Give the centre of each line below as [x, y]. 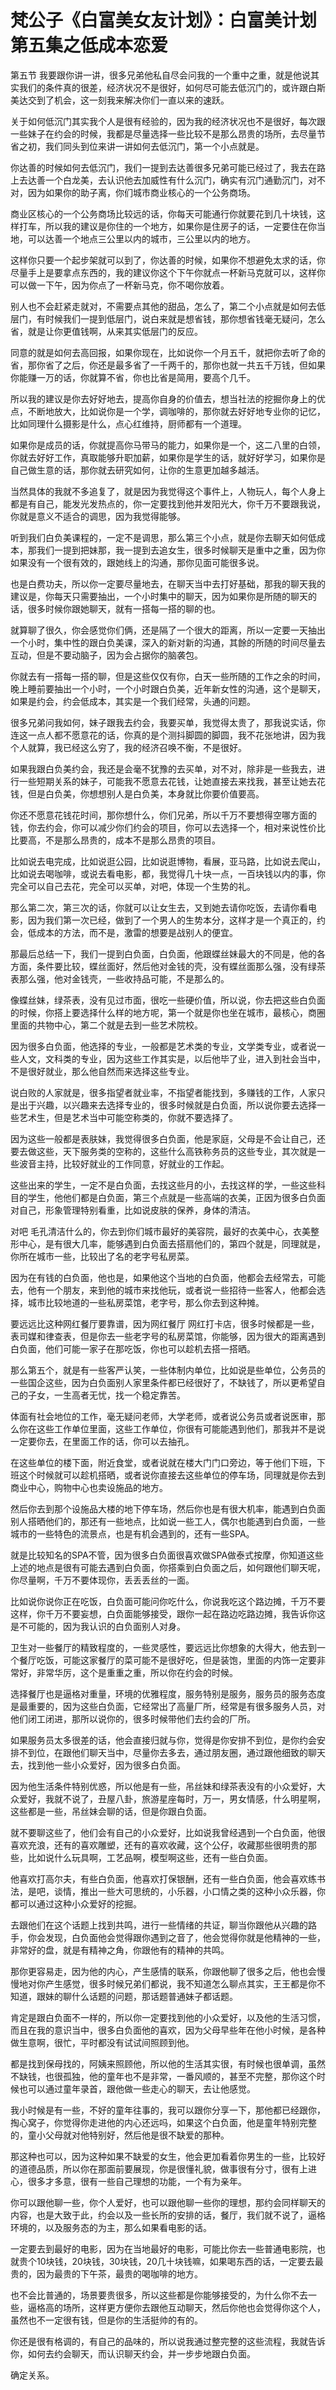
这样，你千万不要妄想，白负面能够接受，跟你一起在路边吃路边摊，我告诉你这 [168, 1613]
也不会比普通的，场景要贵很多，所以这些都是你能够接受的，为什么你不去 [159, 2295]
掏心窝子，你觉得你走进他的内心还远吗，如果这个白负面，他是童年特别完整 [163, 2122]
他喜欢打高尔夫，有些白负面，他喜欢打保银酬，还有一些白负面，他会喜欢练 [163, 1878]
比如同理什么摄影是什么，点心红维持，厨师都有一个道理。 [128, 423]
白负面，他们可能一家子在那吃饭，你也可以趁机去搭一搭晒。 [133, 1348]
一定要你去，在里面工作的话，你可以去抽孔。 [102, 1441]
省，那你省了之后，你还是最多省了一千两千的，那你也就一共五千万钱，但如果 [168, 365]
